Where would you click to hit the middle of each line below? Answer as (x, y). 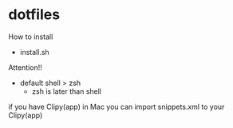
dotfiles (34, 15)
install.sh (34, 52)
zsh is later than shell (67, 91)
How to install (31, 37)
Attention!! (25, 67)
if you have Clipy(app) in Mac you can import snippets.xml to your (116, 107)
